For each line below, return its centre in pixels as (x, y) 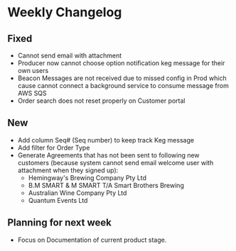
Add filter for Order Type (54, 147)
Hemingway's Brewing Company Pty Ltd (87, 177)
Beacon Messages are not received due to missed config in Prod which (122, 78)
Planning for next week (60, 223)
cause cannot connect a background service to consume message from (123, 85)
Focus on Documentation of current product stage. (92, 240)
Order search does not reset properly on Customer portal (102, 101)
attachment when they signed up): (68, 170)
